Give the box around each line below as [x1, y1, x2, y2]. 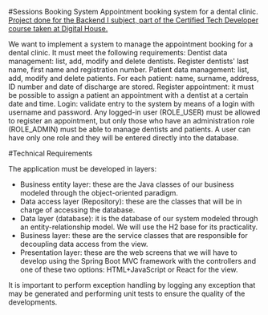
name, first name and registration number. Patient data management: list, [8, 65, 250, 75]
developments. [8, 297, 58, 307]
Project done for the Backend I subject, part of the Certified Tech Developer [8, 15, 259, 25]
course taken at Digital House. [8, 24, 108, 33]
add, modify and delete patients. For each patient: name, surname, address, [8, 74, 259, 83]
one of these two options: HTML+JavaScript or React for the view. [19, 265, 238, 274]
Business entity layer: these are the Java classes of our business [19, 180, 234, 189]
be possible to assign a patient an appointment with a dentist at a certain [8, 91, 249, 99]
